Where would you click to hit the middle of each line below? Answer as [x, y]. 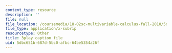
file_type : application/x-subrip [41, 29]
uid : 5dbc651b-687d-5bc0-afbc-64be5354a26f [52, 43]
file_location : [21, 24]
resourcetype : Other [27, 33]
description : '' [23, 15]
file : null [17, 19]
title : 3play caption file [34, 38]
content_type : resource [31, 10]
